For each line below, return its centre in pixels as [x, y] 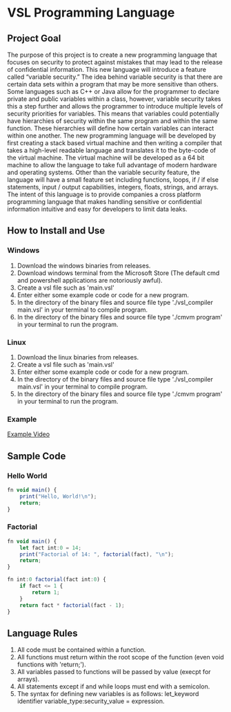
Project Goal [34, 38]
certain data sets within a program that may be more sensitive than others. [113, 84]
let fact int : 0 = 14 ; [50, 547]
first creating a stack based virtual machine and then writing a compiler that [114, 143]
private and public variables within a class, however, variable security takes [114, 99]
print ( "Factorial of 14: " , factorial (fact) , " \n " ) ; [97, 554]
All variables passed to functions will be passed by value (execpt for [114, 672]
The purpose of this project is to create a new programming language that [112, 55]
